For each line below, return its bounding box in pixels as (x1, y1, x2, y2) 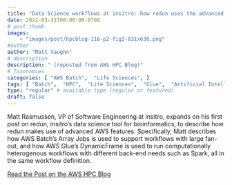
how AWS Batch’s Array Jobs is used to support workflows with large (7, 135, 204, 142)
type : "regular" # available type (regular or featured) (7, 87, 175, 94)
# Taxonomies (7, 68, 45, 75)
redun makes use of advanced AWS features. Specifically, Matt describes (7, 127, 216, 135)
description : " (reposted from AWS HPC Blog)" (7, 61, 144, 68)
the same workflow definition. (7, 157, 92, 164)
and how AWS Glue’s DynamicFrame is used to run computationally (19, 142, 211, 150)
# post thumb (7, 23, 45, 30)
